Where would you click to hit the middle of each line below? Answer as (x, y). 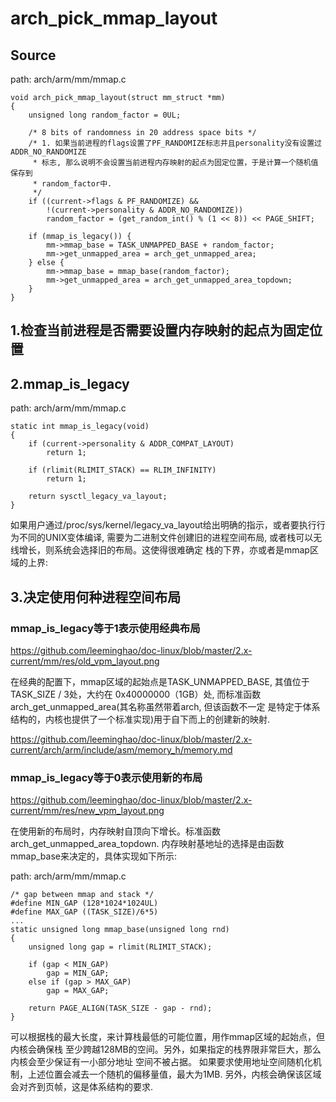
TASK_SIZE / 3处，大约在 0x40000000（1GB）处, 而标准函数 (136, 694)
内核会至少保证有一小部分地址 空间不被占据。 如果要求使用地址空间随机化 (161, 1062)
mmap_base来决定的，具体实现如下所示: (93, 856)
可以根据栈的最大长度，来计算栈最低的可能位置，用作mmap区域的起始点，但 (167, 1037)
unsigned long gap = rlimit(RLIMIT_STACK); (120, 947)
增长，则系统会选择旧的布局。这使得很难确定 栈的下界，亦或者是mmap (164, 550)
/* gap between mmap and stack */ (82, 895)
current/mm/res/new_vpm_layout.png (87, 811)
